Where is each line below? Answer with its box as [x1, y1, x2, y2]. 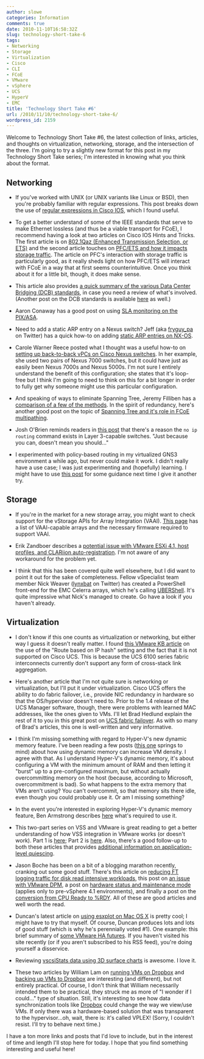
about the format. [6, 160, 50, 167]
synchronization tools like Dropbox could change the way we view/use [15, 1001, 192, 1008]
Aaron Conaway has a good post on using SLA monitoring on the [15, 307, 178, 315]
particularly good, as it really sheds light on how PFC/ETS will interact [15, 257, 190, 265]
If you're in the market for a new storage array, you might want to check [15, 511, 196, 518]
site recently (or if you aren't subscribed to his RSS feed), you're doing [15, 938, 192, 945]
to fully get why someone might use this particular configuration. [15, 383, 178, 390]
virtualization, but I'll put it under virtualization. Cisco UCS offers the [15, 684, 186, 692]
